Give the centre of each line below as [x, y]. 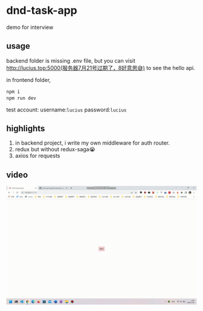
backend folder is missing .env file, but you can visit [71, 60]
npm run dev [21, 98]
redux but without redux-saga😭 [55, 149]
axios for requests [37, 156]
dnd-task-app [42, 11]
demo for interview [30, 27]
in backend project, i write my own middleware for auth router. [92, 143]
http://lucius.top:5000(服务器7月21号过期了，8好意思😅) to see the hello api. [101, 68]
